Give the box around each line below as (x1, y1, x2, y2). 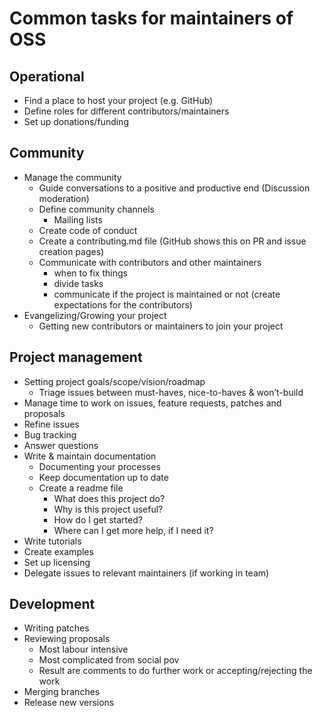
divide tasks (53, 277, 104, 289)
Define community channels (38, 203, 155, 215)
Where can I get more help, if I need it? (53, 524, 214, 536)
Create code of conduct (38, 224, 138, 236)
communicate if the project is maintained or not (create (53, 288, 281, 300)
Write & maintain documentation (23, 450, 157, 462)
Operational (9, 68, 85, 85)
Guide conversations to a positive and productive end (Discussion (38, 182, 311, 194)
